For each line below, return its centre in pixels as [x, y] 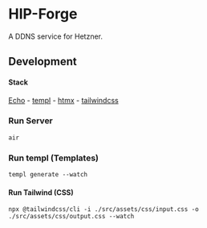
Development [43, 62]
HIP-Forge [43, 14]
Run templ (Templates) [53, 158]
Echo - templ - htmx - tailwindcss [63, 100]
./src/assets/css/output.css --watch [71, 217]
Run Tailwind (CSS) [41, 192]
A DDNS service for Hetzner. [55, 36]
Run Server [31, 121]
